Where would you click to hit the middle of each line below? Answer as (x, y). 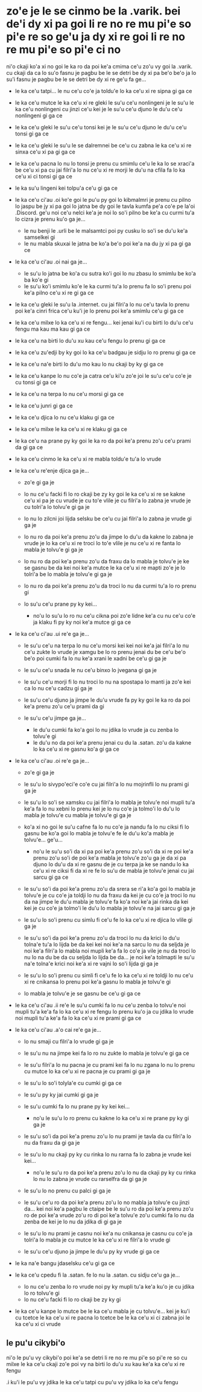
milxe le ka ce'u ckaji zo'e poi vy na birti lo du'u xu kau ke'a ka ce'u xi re (96, 1364)
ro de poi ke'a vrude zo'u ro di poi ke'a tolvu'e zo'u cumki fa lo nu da (109, 1215)
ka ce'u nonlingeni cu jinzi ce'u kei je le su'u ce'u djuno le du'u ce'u (99, 109)
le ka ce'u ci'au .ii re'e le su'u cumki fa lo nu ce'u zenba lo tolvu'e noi (100, 1005)
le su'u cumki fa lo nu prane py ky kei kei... (77, 1106)
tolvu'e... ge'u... (43, 840)
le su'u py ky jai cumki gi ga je (61, 1095)
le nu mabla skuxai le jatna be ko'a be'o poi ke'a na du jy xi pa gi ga (107, 244)
